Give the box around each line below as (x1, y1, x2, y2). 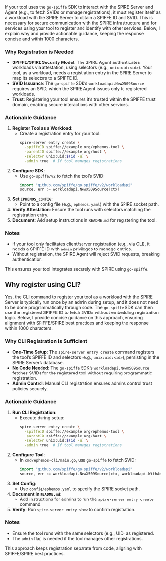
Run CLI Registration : (12, 409, 57, 416)
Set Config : (12, 480, 36, 486)
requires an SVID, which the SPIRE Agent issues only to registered (12, 86, 147, 92)
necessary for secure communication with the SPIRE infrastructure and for (5, 20, 157, 26)
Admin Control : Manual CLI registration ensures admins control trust (12, 380, 152, 386)
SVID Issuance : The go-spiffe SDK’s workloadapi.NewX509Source (12, 80, 144, 86)
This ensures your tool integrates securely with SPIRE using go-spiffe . (5, 266, 149, 272)
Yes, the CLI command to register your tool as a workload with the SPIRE (5, 294, 153, 300)
